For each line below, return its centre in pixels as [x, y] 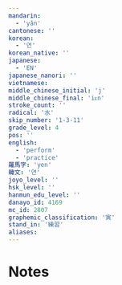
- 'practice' [37, 157]
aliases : [23, 232]
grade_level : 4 [34, 128]
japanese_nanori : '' [43, 75]
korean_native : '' [39, 53]
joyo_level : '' [34, 180]
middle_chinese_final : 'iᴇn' [57, 98]
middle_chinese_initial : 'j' [57, 90]
